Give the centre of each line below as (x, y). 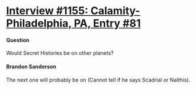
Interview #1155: (47, 11)
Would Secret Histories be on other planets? (60, 53)
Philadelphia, (39, 23)
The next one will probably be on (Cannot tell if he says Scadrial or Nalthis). (98, 80)
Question (18, 40)
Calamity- (115, 11)
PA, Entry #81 (107, 23)
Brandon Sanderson (31, 67)
